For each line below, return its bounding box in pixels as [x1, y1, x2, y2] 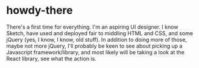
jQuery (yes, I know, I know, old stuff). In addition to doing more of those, [6, 36, 187, 43]
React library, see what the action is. [6, 55, 96, 62]
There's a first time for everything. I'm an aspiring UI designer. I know [6, 23, 178, 30]
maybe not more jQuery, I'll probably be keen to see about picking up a [6, 42, 183, 50]
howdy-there [6, 4, 74, 17]
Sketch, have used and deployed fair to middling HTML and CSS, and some [6, 29, 194, 36]
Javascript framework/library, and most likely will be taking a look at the [6, 48, 185, 55]
